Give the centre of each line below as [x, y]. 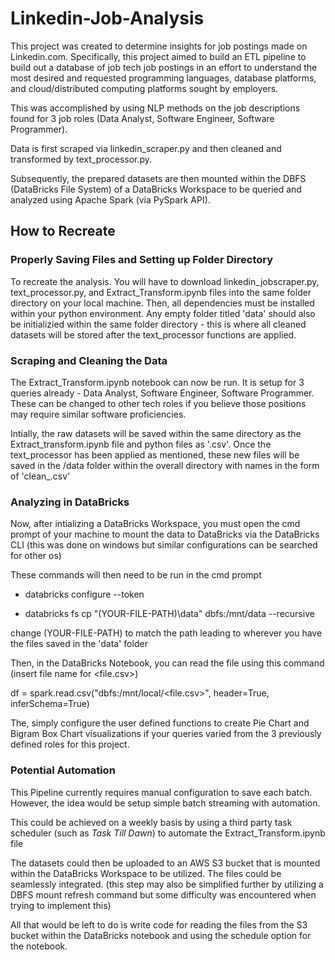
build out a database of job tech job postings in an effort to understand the [164, 67]
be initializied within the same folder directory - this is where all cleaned [158, 324]
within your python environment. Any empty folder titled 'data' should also [163, 313]
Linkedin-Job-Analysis [107, 18]
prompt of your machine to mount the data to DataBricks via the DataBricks [165, 534]
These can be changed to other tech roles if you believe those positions [158, 403]
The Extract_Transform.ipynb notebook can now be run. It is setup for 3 [157, 382]
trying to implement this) [61, 905]
